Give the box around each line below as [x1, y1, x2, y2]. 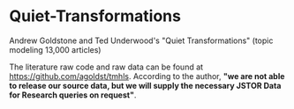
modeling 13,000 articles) [9, 44, 102, 54]
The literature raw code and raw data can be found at [9, 62, 204, 72]
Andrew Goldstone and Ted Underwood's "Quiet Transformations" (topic [9, 35, 274, 46]
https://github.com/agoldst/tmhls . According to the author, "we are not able [9, 70, 285, 81]
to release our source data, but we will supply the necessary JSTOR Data [9, 80, 282, 91]
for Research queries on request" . [9, 90, 137, 100]
